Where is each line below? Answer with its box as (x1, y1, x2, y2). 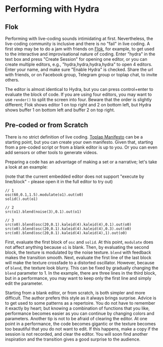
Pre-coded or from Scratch (5, 121, 89, 129)
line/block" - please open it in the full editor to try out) (5, 178, 113, 184)
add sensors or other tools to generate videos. (5, 149, 98, 155)
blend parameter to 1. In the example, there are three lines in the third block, (5, 270, 157, 276)
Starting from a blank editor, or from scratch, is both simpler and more (5, 290, 145, 295)
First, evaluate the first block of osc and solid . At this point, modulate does (5, 239, 153, 245)
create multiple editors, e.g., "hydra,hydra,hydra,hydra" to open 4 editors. (5, 62, 152, 67)
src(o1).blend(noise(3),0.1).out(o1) (5, 209, 82, 214)
